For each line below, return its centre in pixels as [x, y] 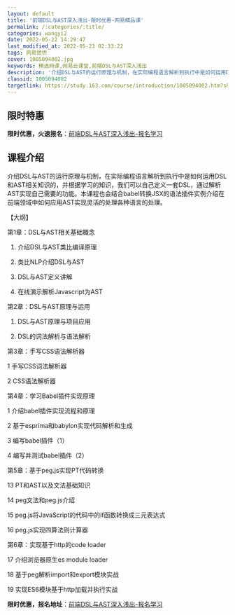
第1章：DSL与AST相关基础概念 [51, 232]
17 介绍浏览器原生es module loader [58, 559]
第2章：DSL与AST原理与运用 [49, 306]
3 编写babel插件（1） [38, 440]
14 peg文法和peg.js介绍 [41, 500]
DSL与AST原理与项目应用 [54, 321]
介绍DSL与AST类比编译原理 [57, 247]
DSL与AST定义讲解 [45, 277]
